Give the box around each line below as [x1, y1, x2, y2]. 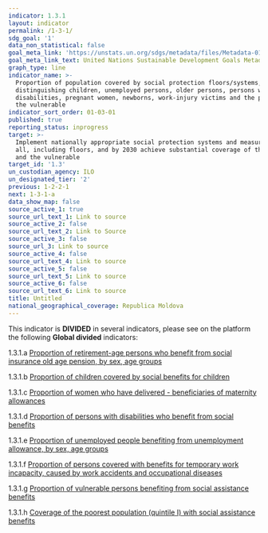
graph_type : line [8, 64, 66, 72]
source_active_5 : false [8, 265, 88, 273]
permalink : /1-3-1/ [8, 26, 73, 34]
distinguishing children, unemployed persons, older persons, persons [15, 86, 255, 94]
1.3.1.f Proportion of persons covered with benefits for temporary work [8, 459, 239, 469]
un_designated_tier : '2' [8, 175, 91, 184]
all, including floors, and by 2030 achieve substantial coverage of [15, 146, 251, 154]
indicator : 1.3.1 [8, 11, 66, 20]
